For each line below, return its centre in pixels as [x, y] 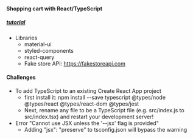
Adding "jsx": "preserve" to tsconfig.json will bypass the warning [106, 129]
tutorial [16, 22]
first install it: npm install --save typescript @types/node [95, 97]
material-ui [38, 44]
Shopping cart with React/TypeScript [54, 8]
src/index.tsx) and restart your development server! [89, 117]
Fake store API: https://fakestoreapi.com [75, 63]
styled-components [49, 50]
